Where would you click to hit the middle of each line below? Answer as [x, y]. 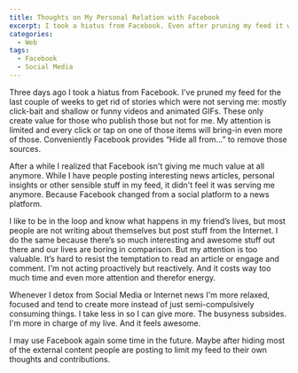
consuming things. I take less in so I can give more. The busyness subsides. [148, 313]
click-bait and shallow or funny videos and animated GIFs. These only [137, 111]
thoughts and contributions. [60, 359]
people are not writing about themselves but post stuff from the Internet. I [144, 230]
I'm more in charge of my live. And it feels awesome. [105, 323]
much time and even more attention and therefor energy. [113, 277]
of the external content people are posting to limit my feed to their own [138, 349]
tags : [19, 51]
